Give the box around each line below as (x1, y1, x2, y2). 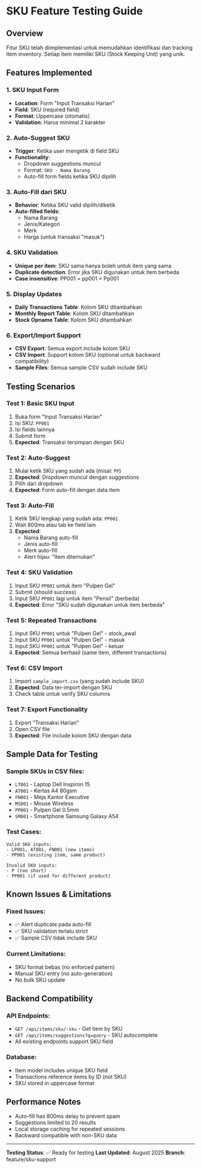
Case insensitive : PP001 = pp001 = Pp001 (14, 275, 120, 282)
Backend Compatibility (6, 994, 93, 1004)
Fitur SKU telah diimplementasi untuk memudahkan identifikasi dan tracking (6, 44, 193, 51)
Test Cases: (6, 828, 42, 836)
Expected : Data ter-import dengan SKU (14, 684, 112, 691)
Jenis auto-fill (23, 541, 58, 548)
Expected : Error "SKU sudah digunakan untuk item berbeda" (14, 601, 165, 608)
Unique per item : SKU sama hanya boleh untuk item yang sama (14, 262, 172, 269)
